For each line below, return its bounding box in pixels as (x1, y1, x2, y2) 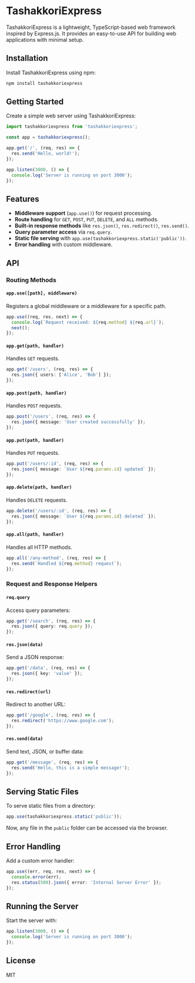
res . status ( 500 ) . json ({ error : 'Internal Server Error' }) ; (11, 879, 162, 886)
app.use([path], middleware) (6, 290, 78, 296)
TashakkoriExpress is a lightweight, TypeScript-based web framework (6, 24, 176, 31)
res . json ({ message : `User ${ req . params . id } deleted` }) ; (11, 513, 157, 519)
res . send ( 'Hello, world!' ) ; (11, 150, 80, 157)
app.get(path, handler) (6, 343, 65, 349)
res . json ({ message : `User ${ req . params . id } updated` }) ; (11, 466, 157, 472)
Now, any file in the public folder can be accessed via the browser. (6, 824, 169, 831)
